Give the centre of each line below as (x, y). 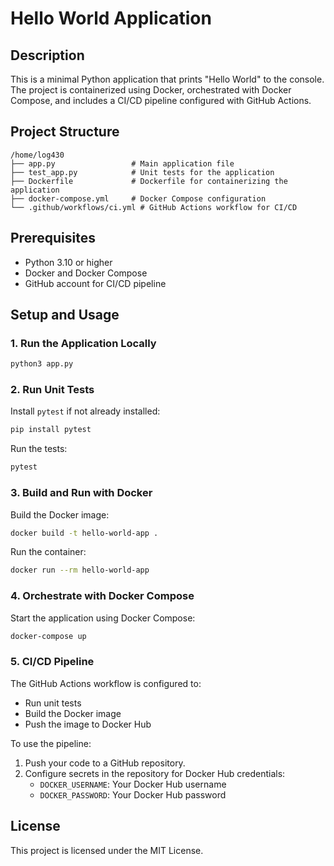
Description (47, 55)
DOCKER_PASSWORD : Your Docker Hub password (133, 794)
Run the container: (48, 552)
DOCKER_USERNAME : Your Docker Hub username (133, 784)
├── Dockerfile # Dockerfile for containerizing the (149, 181)
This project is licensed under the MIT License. (107, 850)
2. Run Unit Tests (52, 390)
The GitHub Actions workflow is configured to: (106, 683)
